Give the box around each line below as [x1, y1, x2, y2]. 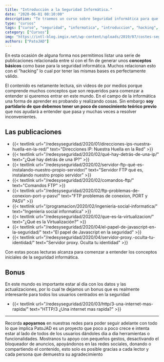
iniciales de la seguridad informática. [5, 254, 79, 260]
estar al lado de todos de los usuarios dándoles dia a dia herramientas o [5, 331, 150, 337]
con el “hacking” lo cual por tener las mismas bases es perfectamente [5, 68, 146, 74]
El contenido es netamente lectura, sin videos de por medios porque [5, 83, 143, 88]
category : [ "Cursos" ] [5, 30, 49, 35]
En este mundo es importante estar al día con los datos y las [5, 281, 126, 287]
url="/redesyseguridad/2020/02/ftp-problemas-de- [36, 188, 140, 193]
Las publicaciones [5, 128, 62, 136]
